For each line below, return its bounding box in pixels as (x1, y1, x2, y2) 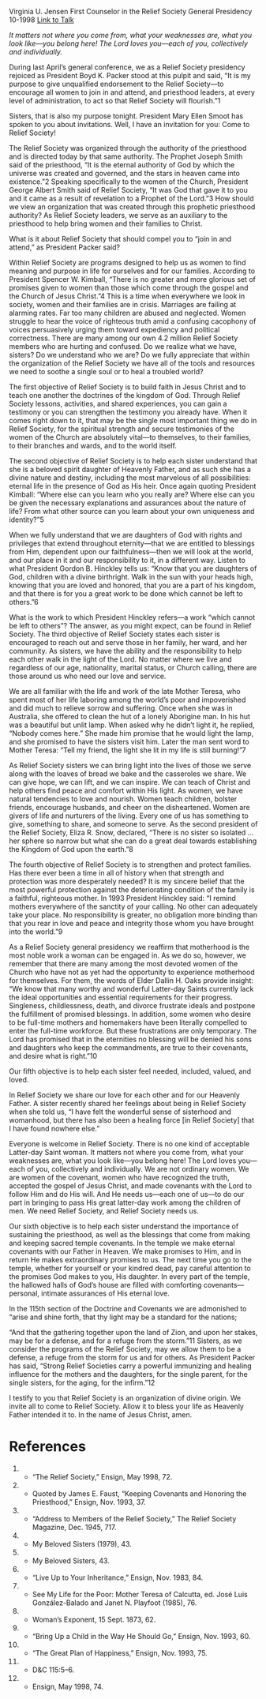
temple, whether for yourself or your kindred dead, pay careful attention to (9, 1263, 251, 1273)
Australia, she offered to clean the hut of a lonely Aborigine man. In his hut (9, 712, 251, 721)
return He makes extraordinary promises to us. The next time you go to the (9, 1255, 252, 1264)
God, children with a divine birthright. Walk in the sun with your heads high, (9, 572, 253, 581)
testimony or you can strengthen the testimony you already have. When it (9, 407, 248, 417)
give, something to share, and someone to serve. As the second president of (9, 819, 258, 828)
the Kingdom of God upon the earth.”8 (9, 845, 133, 853)
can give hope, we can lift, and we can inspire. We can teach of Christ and (9, 778, 251, 786)
